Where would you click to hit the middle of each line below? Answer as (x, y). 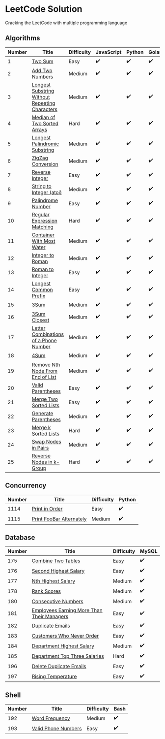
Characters (45, 109)
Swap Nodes (46, 442)
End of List (44, 377)
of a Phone (44, 340)
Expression (44, 221)
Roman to (43, 269)
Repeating (43, 103)
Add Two (42, 70)
